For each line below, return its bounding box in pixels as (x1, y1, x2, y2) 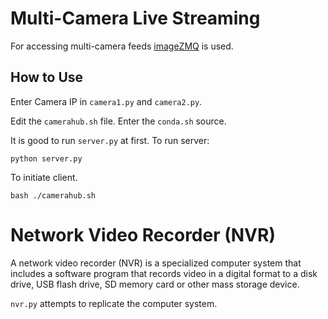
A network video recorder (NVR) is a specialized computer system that (10, 257, 302, 269)
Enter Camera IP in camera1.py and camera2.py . (10, 95, 203, 107)
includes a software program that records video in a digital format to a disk (10, 267, 318, 279)
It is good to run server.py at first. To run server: (10, 134, 210, 146)
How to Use (10, 69, 84, 86)
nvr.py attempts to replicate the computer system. (10, 297, 218, 309)
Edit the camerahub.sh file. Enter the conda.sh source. (10, 115, 227, 127)
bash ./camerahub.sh (10, 190, 97, 201)
